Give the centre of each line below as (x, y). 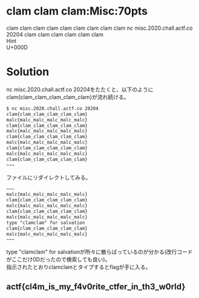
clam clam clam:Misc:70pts (77, 11)
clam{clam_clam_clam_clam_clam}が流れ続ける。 (68, 97)
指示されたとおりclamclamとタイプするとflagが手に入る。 (79, 267)
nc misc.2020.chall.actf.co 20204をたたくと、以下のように (80, 89)
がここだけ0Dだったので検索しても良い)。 (58, 260)
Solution (28, 72)
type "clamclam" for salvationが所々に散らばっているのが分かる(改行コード (99, 252)
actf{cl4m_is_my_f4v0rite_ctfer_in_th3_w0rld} (96, 286)
